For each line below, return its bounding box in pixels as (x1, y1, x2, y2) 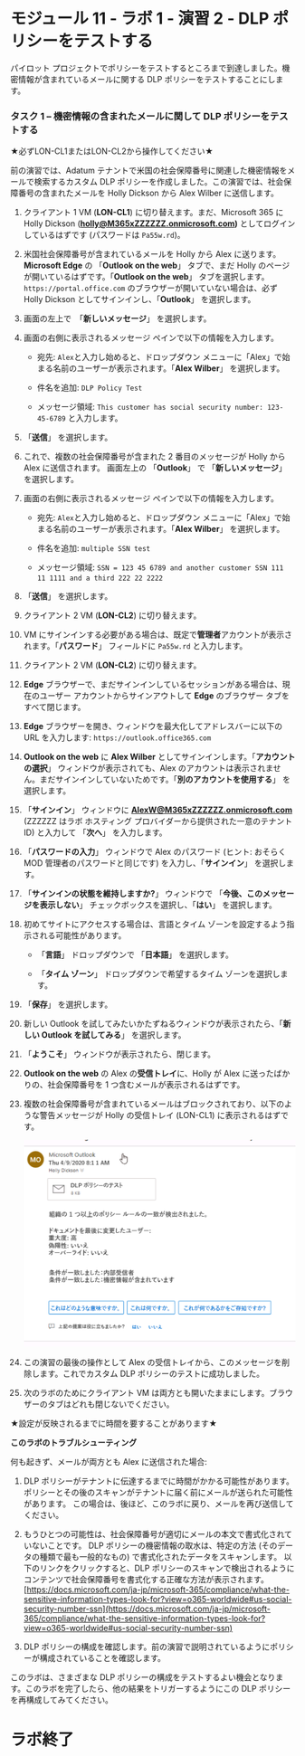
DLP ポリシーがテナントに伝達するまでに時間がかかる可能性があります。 (23, 1476, 295, 1486)
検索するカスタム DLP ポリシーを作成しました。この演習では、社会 (33, 176, 284, 187)
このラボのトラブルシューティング (10, 1438, 138, 1448)
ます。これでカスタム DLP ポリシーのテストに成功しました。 (39, 1368, 265, 1380)
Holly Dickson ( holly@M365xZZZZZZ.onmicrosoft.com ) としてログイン (23, 218, 296, 229)
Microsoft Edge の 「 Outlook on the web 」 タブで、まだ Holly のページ (23, 260, 291, 271)
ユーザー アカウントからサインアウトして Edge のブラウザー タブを (39, 690, 291, 701)
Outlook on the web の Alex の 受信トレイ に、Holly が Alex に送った (23, 1068, 274, 1079)
